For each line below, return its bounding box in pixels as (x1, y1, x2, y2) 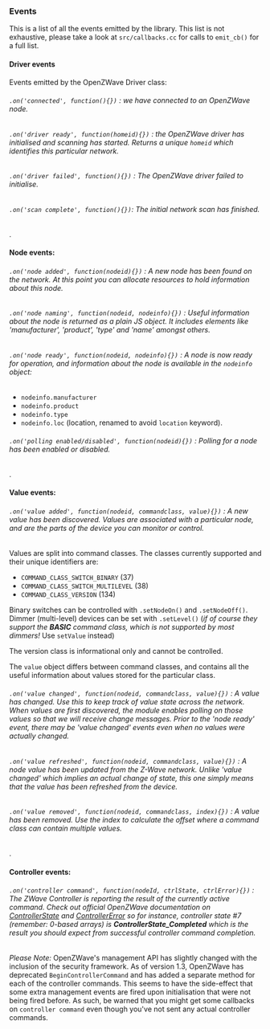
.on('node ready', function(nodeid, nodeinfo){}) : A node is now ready (9, 349, 252, 359)
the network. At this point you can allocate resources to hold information (9, 275, 250, 284)
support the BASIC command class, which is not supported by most (9, 622, 235, 631)
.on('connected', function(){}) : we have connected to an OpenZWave (9, 96, 251, 105)
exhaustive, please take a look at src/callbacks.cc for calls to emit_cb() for (9, 32, 260, 42)
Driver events (9, 59, 55, 69)
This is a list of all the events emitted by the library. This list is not (9, 24, 225, 34)
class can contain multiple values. (9, 823, 123, 833)
